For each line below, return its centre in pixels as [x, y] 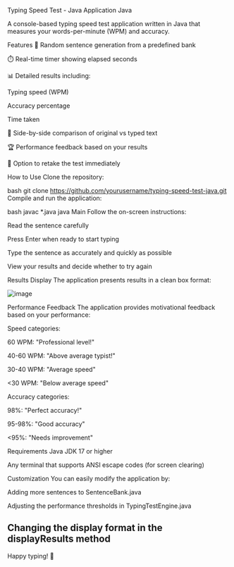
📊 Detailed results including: [49, 76]
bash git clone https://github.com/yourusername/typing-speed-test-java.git [117, 191]
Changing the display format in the [85, 528]
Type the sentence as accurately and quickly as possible [90, 253]
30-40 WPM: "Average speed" [52, 369]
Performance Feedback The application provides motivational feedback [111, 307]
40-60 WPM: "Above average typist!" [62, 356]
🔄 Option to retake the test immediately [64, 163]
